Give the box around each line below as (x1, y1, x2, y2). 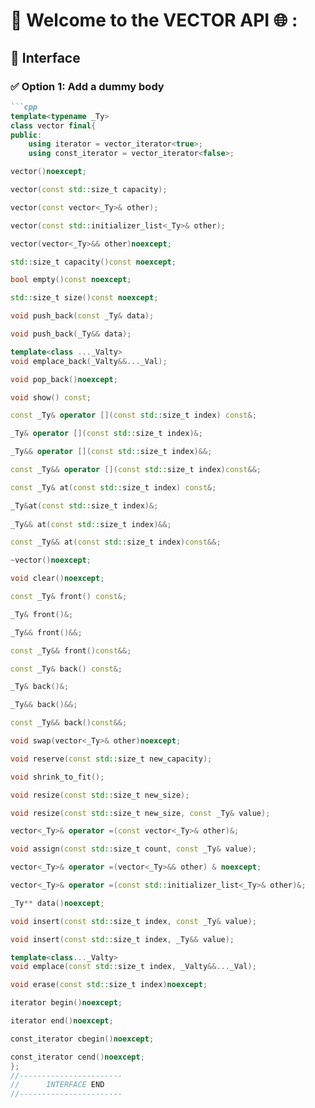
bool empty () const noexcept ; (10, 275, 132, 285)
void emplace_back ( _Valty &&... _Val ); (10, 356, 168, 366)
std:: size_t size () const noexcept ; (10, 293, 159, 303)
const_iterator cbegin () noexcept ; (10, 1034, 155, 1044)
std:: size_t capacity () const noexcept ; (10, 257, 177, 267)
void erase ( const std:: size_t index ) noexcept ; (10, 980, 208, 990)
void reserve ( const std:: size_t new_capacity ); (10, 754, 213, 764)
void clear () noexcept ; (10, 574, 105, 584)
